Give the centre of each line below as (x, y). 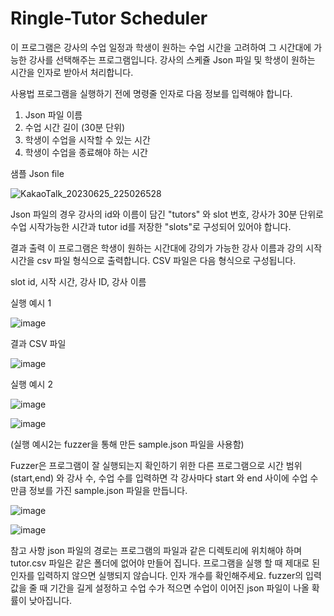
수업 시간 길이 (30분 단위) (75, 127)
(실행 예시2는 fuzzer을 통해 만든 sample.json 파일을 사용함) (127, 444)
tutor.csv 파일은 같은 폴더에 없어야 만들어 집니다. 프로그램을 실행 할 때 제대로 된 (165, 563)
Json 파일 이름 (53, 114)
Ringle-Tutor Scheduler (109, 18)
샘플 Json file (37, 173)
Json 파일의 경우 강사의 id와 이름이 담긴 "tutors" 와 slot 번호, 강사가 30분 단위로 (167, 214)
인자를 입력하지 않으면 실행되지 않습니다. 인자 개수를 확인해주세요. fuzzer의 (157, 575)
